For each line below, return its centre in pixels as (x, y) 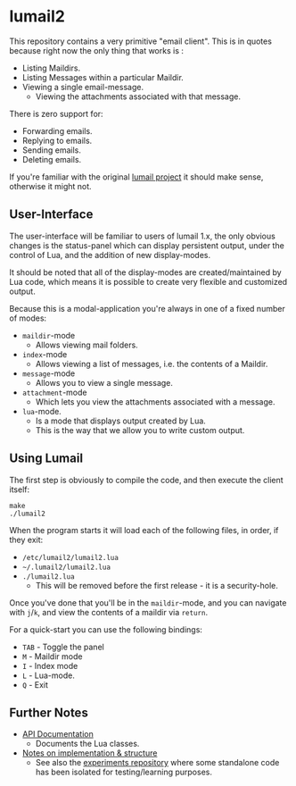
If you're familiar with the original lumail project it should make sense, (136, 177)
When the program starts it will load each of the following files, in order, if (144, 530)
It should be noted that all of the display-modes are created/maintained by (146, 272)
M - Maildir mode (52, 656)
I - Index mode (50, 665)
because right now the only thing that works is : (97, 50)
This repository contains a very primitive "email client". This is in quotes (140, 41)
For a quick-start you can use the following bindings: (106, 629)
